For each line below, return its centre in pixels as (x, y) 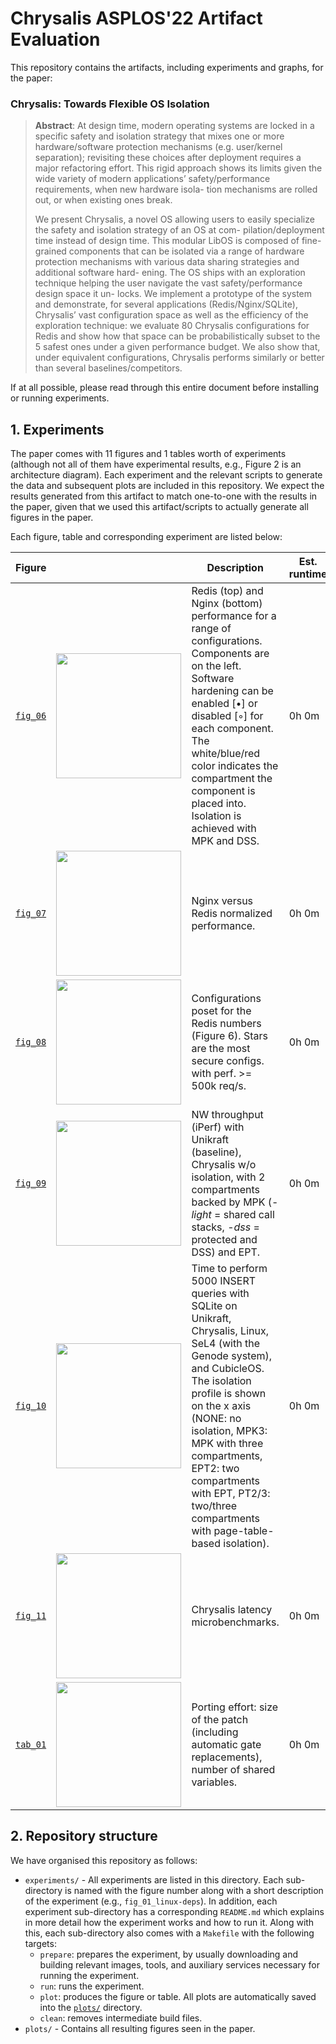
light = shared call (233, 1215)
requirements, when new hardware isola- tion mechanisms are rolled (176, 189)
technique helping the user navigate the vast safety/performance (168, 283)
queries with (220, 1294)
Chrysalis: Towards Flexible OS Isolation (110, 104)
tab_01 (31, 1745)
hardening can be (232, 691)
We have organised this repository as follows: (104, 1860)
